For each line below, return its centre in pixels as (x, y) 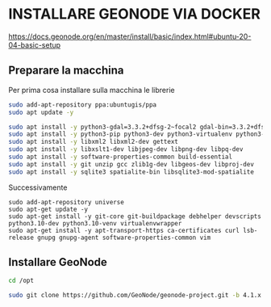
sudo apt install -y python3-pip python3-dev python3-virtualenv (120, 134)
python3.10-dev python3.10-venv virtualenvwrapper (95, 223)
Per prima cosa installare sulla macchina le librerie (92, 90)
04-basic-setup (35, 44)
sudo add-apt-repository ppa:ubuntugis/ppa (83, 105)
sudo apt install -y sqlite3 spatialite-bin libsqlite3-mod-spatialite (131, 172)
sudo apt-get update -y (48, 209)
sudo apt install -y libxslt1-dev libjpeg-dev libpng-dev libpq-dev (126, 149)
